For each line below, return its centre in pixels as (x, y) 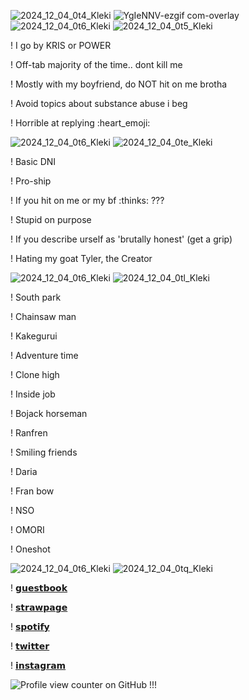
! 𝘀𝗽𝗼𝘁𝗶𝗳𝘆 (30, 626)
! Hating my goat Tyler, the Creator (81, 258)
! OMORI (27, 529)
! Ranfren (29, 433)
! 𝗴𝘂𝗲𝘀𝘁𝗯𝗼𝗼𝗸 (39, 588)
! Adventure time (44, 355)
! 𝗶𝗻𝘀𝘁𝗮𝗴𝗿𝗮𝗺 (38, 665)
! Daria (24, 471)
